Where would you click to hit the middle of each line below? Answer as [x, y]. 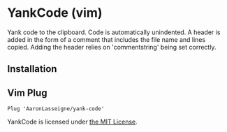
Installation [32, 69]
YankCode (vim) [55, 13]
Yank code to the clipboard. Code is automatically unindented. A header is [114, 32]
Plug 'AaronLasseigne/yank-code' [56, 109]
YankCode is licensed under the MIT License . [72, 122]
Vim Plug [27, 93]
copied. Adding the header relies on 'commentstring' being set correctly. [112, 47]
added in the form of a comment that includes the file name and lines [107, 39]
